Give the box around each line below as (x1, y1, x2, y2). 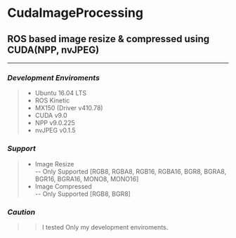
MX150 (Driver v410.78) (34, 104, 103, 112)
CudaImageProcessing (7, 5, 144, 21)
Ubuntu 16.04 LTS (34, 89, 86, 98)
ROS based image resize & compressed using (7, 33, 210, 45)
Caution (7, 207, 36, 217)
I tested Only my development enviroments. (41, 223, 169, 231)
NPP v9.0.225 (34, 119, 75, 127)
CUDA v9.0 (34, 111, 68, 120)
